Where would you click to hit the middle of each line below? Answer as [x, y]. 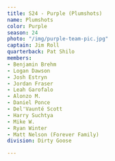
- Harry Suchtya [30, 115]
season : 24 [23, 33]
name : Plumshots [30, 20]
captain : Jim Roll [33, 45]
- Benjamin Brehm [32, 64]
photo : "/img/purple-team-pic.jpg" [58, 39]
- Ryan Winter [27, 128]
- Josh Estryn [27, 77]
